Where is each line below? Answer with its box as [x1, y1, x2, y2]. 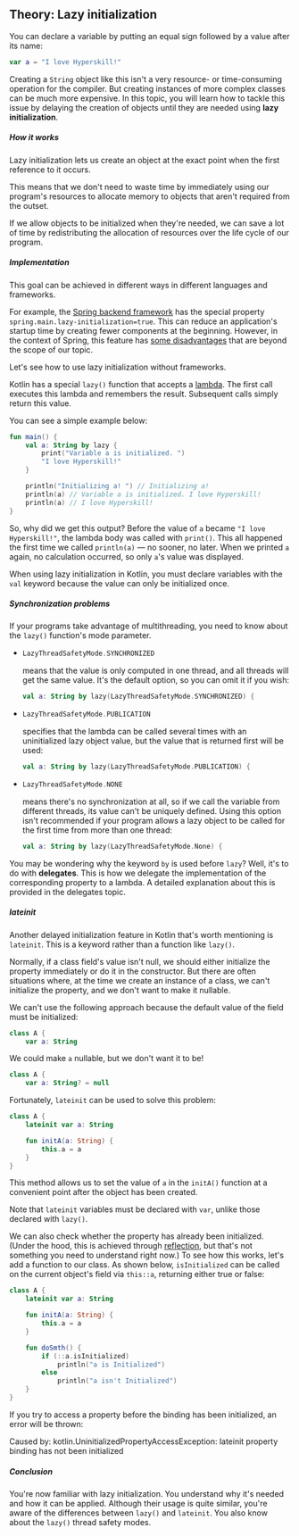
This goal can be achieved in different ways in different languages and [9, 279, 268, 290]
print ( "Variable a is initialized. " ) [41, 449, 186, 458]
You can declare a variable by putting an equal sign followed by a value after [9, 30, 290, 41]
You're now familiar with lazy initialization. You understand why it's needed [9, 1488, 284, 1499]
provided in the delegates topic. [9, 886, 127, 897]
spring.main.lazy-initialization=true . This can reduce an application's [9, 316, 278, 327]
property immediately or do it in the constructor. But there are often [9, 966, 257, 976]
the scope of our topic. [9, 344, 94, 355]
